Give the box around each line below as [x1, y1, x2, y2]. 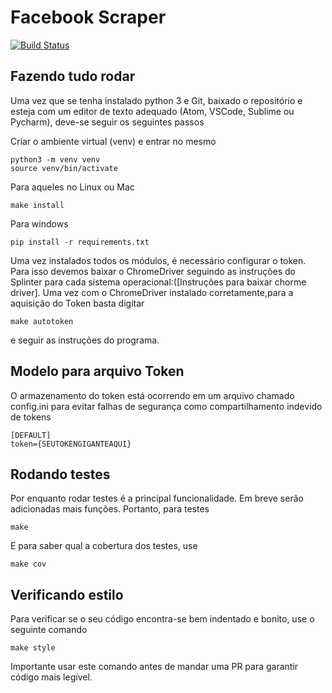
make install [10, 200, 65, 210]
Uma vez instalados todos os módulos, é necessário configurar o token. [10, 254, 307, 266]
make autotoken [10, 316, 74, 326]
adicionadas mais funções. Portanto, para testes [10, 503, 210, 515]
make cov [10, 559, 47, 570]
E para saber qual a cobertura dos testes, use [10, 540, 198, 552]
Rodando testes [10, 466, 111, 483]
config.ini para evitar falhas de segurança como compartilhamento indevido [10, 400, 323, 412]
